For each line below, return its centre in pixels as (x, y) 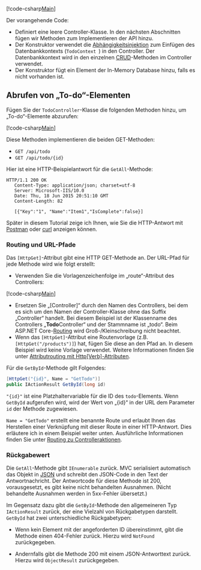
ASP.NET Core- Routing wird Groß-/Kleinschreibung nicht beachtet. (98, 331)
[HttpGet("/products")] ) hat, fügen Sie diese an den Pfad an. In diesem (104, 344)
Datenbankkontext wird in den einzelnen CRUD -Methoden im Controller (103, 57)
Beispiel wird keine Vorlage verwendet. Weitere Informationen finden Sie (104, 350)
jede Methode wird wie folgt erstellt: (51, 264)
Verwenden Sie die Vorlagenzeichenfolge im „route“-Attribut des (94, 276)
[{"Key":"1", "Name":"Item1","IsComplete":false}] (79, 211)
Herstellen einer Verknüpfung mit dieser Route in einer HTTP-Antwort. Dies (99, 427)
